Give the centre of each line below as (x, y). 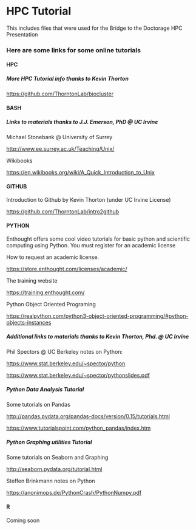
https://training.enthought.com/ (46, 292)
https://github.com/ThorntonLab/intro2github (63, 212)
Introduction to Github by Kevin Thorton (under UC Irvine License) (89, 200)
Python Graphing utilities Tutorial (49, 442)
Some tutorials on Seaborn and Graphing (57, 458)
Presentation (22, 34)
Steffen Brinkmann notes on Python (51, 481)
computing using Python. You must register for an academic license (91, 246)
